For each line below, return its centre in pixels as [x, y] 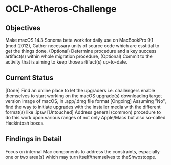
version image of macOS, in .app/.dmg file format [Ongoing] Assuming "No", [86, 101]
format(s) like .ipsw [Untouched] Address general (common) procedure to [83, 112]
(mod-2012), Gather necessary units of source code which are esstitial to [82, 46]
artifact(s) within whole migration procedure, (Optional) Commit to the [79, 56]
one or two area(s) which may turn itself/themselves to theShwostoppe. [81, 157]
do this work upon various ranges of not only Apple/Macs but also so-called [85, 117]
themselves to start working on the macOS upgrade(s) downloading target [84, 96]
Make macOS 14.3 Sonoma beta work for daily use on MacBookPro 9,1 [79, 40]
